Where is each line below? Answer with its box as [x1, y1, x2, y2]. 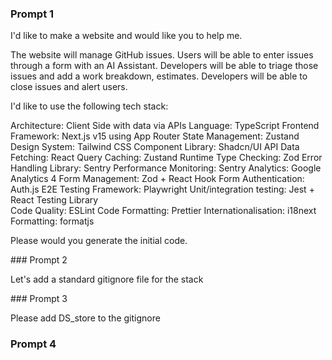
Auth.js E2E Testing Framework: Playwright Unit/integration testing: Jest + [10, 183, 315, 196]
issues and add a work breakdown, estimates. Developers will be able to [10, 70, 308, 82]
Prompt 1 [10, 7, 55, 21]
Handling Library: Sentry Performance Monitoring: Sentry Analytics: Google [10, 162, 322, 174]
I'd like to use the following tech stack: [10, 100, 169, 112]
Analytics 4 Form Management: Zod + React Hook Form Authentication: [10, 173, 305, 185]
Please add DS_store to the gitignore [10, 312, 161, 324]
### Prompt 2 [10, 254, 68, 266]
